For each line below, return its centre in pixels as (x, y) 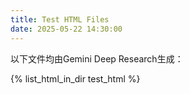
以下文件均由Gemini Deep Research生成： (97, 58)
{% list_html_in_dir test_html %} (75, 78)
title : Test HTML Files (60, 19)
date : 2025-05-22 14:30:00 (66, 29)
